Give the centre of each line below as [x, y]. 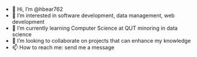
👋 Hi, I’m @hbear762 [37, 9]
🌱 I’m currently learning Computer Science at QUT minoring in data [95, 28]
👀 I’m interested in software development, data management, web [93, 15]
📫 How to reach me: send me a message [63, 47]
